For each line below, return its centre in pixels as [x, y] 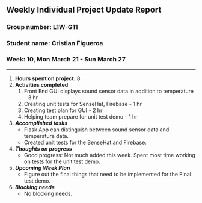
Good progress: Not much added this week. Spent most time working [109, 155]
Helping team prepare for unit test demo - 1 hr [81, 116]
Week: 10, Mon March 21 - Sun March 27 [66, 60]
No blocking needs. [48, 193]
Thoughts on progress [43, 148]
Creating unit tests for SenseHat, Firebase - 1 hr [83, 104]
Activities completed [41, 84]
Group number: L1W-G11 [42, 27]
